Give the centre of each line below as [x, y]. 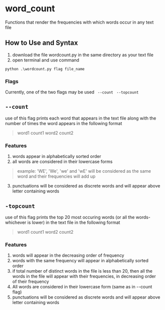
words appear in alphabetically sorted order [57, 156]
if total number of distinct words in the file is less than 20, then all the [82, 271]
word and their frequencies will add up [56, 176]
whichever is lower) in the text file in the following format [63, 222]
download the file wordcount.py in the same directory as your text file [83, 55]
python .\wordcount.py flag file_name [45, 69]
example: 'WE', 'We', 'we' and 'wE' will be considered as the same [84, 171]
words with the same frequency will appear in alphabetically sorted [80, 261]
